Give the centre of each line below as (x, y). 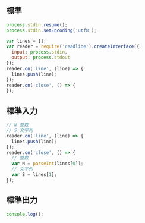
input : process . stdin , (40, 52)
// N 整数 (17, 125)
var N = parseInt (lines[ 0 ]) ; (48, 164)
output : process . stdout (41, 58)
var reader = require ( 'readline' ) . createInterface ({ (73, 46)
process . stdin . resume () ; (37, 25)
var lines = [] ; (26, 41)
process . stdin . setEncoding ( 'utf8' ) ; (51, 30)
